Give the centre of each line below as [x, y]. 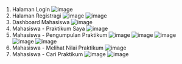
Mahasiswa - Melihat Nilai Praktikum [58, 48]
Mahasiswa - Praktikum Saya [48, 28]
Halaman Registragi [37, 16]
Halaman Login [31, 9]
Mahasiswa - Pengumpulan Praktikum [60, 35]
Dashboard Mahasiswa [41, 22]
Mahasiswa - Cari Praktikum [47, 54]
